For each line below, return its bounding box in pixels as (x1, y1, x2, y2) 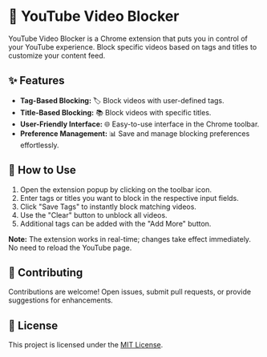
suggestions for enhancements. (8, 295, 114, 305)
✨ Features (8, 74, 65, 87)
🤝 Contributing (8, 266, 83, 279)
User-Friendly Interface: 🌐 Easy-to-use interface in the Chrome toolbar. (19, 119, 260, 129)
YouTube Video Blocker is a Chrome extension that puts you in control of (8, 34, 249, 43)
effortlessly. (19, 140, 59, 150)
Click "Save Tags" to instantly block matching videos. (19, 202, 196, 211)
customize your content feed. (8, 50, 106, 60)
